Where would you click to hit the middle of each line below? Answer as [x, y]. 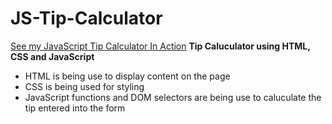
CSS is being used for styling [84, 86]
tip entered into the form [75, 108]
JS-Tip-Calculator [86, 18]
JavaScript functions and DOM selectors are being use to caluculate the [173, 97]
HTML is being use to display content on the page [127, 76]
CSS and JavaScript [52, 56]
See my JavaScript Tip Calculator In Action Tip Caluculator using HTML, [160, 46]
